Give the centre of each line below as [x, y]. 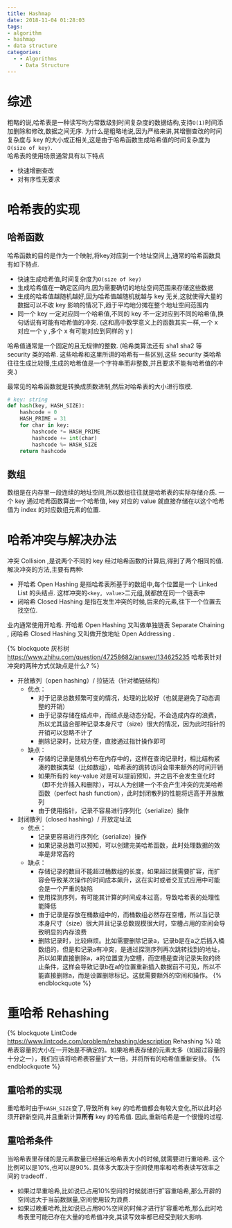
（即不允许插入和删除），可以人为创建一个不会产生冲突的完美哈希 [131, 785]
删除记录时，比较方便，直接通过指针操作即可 [102, 741]
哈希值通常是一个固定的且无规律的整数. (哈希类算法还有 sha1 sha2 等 [105, 346]
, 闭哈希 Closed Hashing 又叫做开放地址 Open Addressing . [91, 634]
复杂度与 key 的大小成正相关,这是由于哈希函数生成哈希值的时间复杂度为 [109, 139]
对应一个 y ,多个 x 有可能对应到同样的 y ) [75, 331]
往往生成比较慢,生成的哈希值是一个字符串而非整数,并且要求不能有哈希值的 [112, 363]
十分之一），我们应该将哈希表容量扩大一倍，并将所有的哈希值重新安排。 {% [114, 1059]
